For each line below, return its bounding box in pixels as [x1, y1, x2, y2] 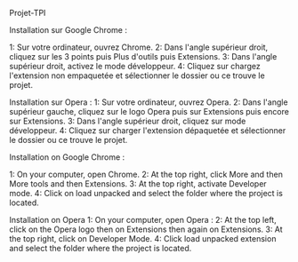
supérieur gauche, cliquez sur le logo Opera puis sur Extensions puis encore [9, 107, 289, 116]
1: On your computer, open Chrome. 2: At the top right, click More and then [9, 169, 283, 179]
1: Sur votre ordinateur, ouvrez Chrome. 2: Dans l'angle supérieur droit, [9, 42, 269, 52]
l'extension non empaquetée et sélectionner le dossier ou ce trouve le [9, 70, 265, 81]
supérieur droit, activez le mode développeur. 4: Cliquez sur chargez [9, 61, 261, 71]
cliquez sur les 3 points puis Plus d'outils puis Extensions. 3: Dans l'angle [9, 52, 278, 61]
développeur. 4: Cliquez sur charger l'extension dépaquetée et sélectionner [9, 125, 286, 136]
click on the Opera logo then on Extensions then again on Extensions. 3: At [9, 224, 283, 234]
